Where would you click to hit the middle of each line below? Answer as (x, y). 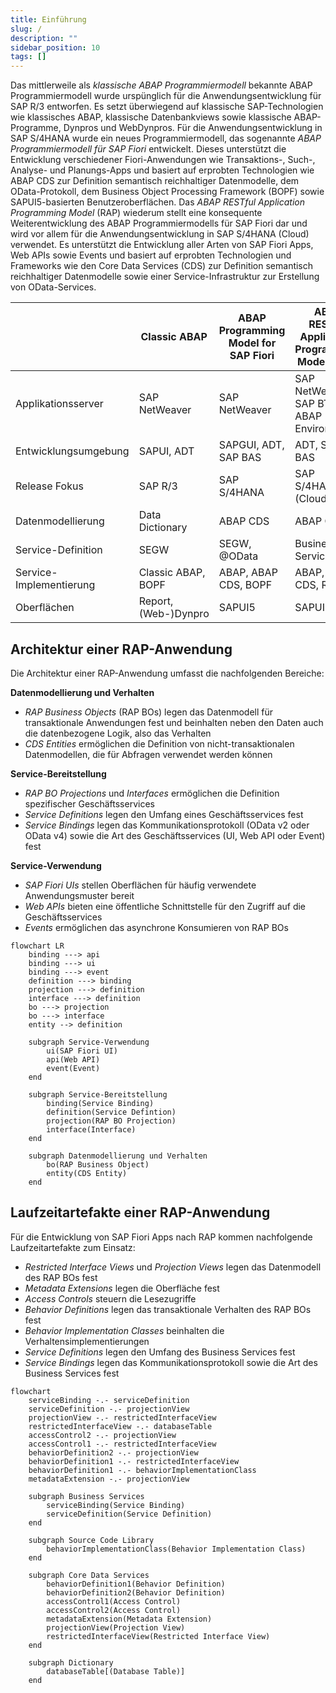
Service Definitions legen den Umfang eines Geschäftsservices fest (164, 814)
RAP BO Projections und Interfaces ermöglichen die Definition (152, 793)
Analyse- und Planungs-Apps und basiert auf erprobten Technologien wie (162, 170)
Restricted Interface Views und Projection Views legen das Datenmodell (173, 1267)
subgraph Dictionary (71, 1662)
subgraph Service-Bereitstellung (98, 1094)
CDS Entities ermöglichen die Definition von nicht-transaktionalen (159, 743)
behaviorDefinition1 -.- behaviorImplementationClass (142, 1470)
